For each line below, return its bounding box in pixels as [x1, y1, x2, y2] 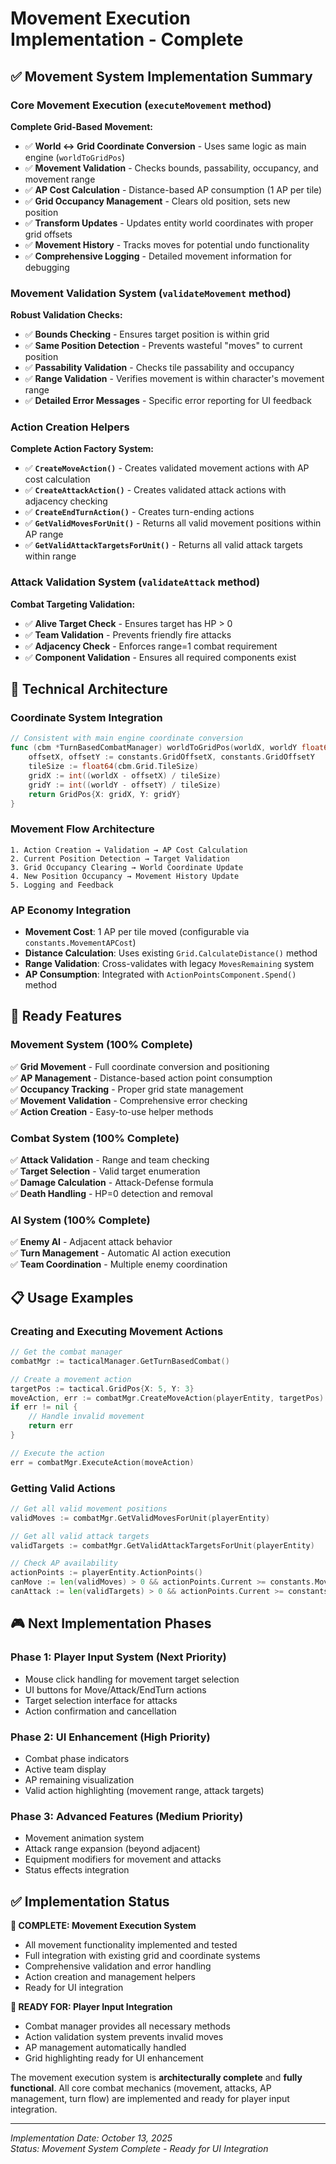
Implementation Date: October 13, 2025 [10, 2132, 173, 2144]
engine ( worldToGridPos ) [24, 151, 126, 163]
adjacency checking [24, 495, 108, 507]
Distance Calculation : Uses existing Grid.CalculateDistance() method [24, 947, 318, 959]
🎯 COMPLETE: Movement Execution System [10, 1920, 197, 1932]
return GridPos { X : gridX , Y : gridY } [28, 789, 182, 799]
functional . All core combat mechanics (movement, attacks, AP [10, 2082, 272, 2094]
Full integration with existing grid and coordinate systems [24, 1950, 261, 1962]
